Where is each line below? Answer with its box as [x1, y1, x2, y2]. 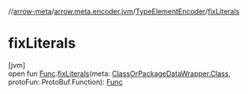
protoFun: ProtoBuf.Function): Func [8, 77, 123, 86]
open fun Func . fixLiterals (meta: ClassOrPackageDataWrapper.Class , [8, 69, 231, 78]
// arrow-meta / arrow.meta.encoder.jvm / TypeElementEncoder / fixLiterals [8, 7, 240, 16]
